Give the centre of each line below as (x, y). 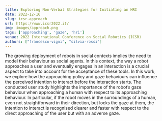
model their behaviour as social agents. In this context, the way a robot (77, 61)
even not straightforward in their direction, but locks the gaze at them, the (80, 103)
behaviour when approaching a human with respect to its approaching (76, 92)
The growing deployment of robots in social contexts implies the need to (78, 56)
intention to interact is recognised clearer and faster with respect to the (77, 108)
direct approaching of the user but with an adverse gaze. (63, 113)
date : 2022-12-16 (23, 14)
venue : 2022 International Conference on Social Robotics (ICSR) (73, 37)
